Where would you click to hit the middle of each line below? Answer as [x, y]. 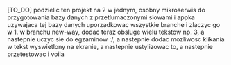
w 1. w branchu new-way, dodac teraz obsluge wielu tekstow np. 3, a [106, 32]
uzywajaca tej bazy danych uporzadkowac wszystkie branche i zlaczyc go [114, 25]
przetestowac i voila [36, 54]
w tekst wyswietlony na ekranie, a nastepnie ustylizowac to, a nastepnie [110, 47]
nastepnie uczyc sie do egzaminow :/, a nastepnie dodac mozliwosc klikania [116, 39]
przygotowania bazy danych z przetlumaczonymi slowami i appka [101, 17]
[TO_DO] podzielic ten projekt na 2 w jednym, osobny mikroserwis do [106, 10]
